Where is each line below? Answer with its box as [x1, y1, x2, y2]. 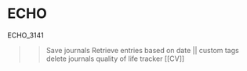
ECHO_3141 [7, 30, 44, 40]
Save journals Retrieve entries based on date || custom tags [45, 45, 240, 55]
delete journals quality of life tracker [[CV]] [45, 54, 185, 63]
